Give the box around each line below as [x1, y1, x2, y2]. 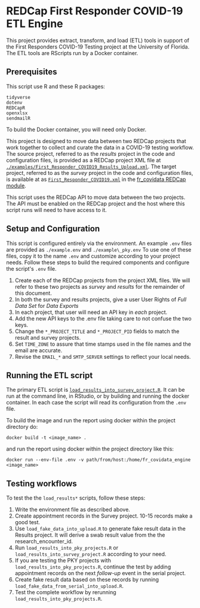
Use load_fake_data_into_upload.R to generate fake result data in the [14, 525, 186, 533]
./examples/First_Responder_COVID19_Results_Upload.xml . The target [6, 163, 177, 170]
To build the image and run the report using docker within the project [6, 417, 176, 424]
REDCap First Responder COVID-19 [6, 4, 183, 18]
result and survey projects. [14, 334, 81, 341]
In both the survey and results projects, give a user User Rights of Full [14, 295, 187, 303]
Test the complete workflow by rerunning [14, 589, 116, 596]
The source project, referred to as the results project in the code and [6, 150, 175, 157]
